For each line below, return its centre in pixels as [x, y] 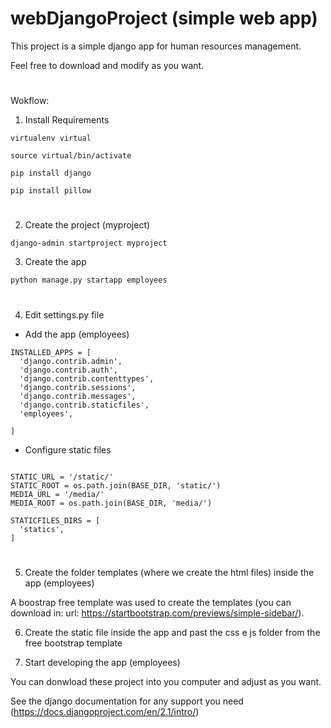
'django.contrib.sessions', [78, 387]
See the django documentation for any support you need [127, 701]
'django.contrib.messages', [78, 396]
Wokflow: [30, 101]
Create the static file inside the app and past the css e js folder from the [172, 632]
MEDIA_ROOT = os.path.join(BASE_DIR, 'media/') [111, 503]
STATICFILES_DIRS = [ [55, 520]
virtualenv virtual [51, 138]
